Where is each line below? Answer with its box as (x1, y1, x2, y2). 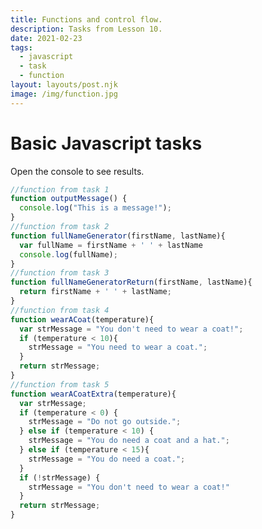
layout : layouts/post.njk (10, 80, 118, 90)
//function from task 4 (10, 305, 110, 315)
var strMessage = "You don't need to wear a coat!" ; (19, 324, 244, 334)
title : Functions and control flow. (10, 14, 163, 25)
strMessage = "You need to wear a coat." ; (28, 342, 208, 353)
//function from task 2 (10, 222, 110, 232)
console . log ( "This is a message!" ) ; (19, 203, 172, 213)
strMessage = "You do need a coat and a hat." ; (28, 436, 230, 446)
